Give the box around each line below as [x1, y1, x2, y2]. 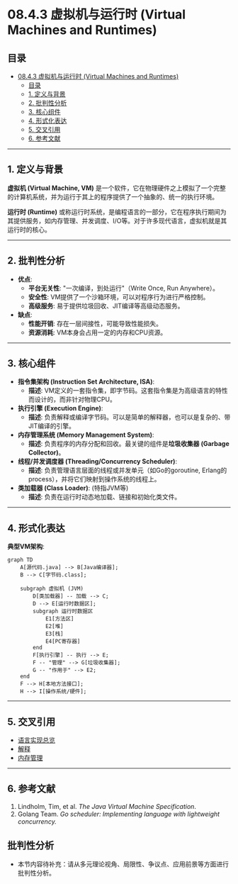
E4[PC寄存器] [45, 638, 81, 645]
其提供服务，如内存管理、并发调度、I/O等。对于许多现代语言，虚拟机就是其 [7, 216, 227, 225]
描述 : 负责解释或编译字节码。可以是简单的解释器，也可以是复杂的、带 [28, 413, 231, 422]
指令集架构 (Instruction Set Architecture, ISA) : [17, 377, 155, 386]
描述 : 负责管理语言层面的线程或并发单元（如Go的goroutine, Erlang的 [28, 466, 227, 475]
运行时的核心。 [7, 225, 51, 234]
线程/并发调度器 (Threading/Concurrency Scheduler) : [17, 457, 178, 466]
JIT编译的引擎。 [28, 422, 76, 430]
